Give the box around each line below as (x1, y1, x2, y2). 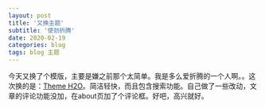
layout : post (8, 11, 52, 20)
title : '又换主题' (8, 19, 65, 27)
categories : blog (8, 41, 66, 49)
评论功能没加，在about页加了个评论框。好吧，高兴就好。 (21, 91, 208, 100)
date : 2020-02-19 (8, 33, 66, 42)
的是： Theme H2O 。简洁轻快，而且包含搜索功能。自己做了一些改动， (21, 81, 251, 91)
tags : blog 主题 (8, 48, 60, 56)
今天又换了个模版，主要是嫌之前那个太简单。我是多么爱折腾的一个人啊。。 (8, 71, 249, 80)
